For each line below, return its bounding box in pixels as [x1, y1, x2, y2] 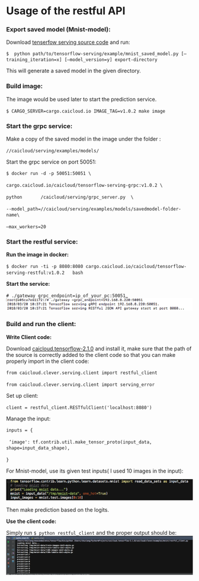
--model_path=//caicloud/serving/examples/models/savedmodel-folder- [6, 206, 182, 212]
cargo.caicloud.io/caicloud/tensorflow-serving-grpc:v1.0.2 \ [6, 183, 163, 189]
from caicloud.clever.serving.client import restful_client [6, 369, 158, 376]
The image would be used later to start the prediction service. [6, 95, 157, 103]
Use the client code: [6, 518, 57, 525]
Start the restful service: [6, 238, 78, 245]
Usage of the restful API [6, 4, 126, 18]
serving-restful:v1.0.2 [6, 270, 65, 276]
